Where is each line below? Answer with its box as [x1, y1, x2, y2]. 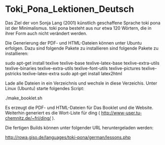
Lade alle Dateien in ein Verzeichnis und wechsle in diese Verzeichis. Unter [5, 80, 158, 86]
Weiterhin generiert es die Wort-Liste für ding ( [5, 110, 100, 116]
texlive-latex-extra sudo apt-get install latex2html [22, 70, 122, 76]
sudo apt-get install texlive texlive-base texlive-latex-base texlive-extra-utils [5, 60, 160, 66]
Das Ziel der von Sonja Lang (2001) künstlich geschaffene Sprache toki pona [5, 20, 161, 26]
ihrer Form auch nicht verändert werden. [5, 30, 88, 36]
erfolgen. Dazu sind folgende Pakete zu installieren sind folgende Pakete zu [5, 45, 159, 51]
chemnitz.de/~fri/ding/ [5, 115, 51, 121]
